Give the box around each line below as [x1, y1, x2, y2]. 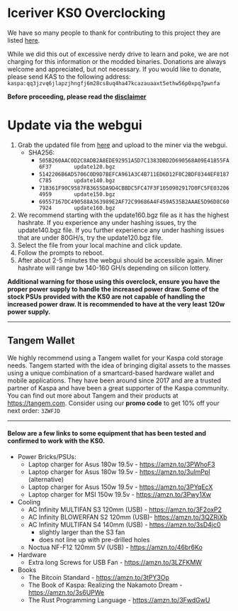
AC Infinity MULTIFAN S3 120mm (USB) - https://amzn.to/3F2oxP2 [28, 505, 222, 514]
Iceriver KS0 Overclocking [7, 5, 166, 21]
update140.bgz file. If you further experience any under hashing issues [17, 226, 225, 234]
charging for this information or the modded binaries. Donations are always [7, 57, 227, 65]
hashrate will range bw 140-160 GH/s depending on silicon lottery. [17, 263, 211, 272]
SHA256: [28, 148, 55, 157]
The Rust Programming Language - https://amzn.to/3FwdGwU [28, 595, 210, 604]
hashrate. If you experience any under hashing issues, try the [17, 218, 197, 226]
